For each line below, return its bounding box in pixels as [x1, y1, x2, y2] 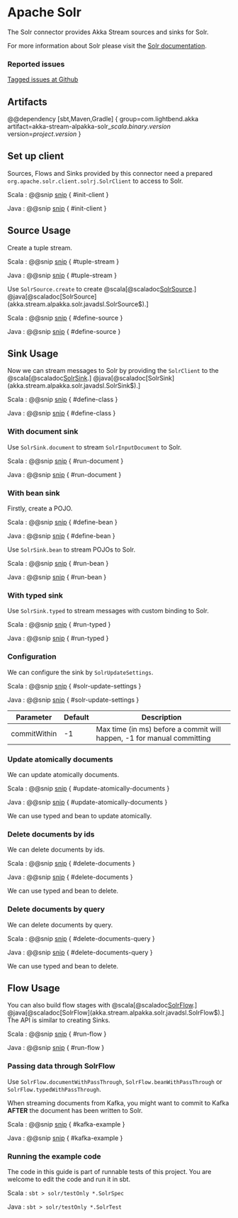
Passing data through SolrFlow [7, 1061, 115, 1071]
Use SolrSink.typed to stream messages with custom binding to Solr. [7, 607, 209, 615]
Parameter [16, 712, 52, 722]
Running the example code [7, 1151, 101, 1161]
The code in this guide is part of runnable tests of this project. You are [7, 1167, 212, 1175]
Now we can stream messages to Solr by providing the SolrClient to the [7, 367, 219, 375]
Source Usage [7, 225, 71, 237]
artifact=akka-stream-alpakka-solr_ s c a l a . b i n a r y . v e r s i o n [7, 122, 171, 131]
